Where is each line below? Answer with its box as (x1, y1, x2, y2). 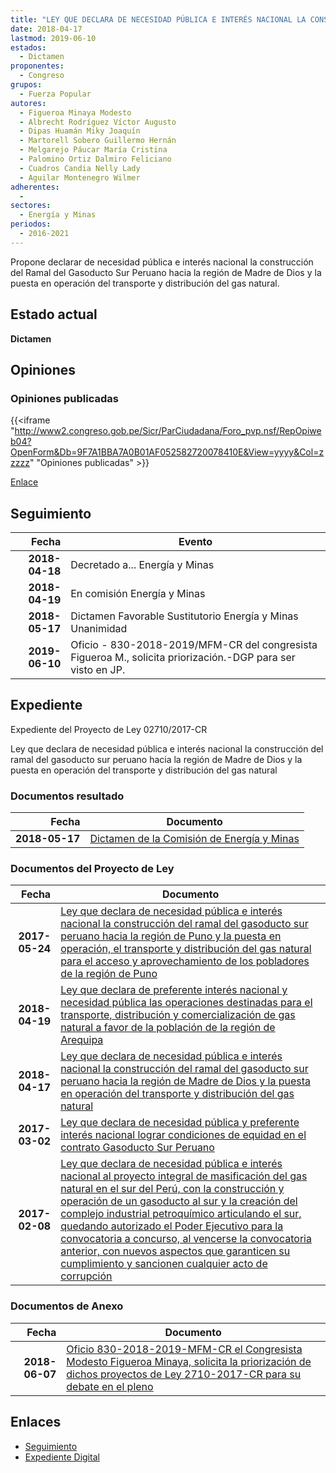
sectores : (10, 201, 52, 211)
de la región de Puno (60, 967, 158, 981)
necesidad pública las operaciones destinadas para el (60, 996, 313, 1010)
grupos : (10, 80, 43, 90)
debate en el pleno (66, 1379, 154, 1393)
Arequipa (60, 1033, 104, 1047)
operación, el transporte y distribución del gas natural (60, 942, 312, 956)
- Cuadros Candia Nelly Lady (19, 163, 141, 173)
